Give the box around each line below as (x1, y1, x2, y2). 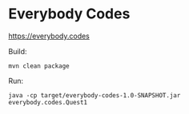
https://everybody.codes (8, 31, 90, 41)
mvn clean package (8, 61, 70, 70)
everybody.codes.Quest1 (8, 98, 88, 106)
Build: (8, 46, 27, 56)
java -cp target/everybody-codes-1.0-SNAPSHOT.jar (8, 91, 181, 100)
